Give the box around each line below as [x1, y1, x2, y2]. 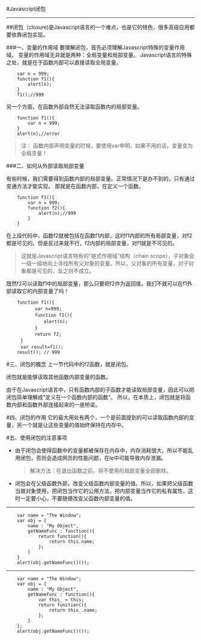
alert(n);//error [17, 131, 60, 137]
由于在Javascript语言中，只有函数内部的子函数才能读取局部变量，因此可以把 [6, 386, 194, 393]
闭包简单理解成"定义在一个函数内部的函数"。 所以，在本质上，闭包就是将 [6, 393, 185, 401]
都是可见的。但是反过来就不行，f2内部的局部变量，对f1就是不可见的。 [6, 239, 178, 247]
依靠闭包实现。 [11, 31, 48, 38]
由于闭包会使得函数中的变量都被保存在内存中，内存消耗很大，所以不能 [14, 447, 188, 454]
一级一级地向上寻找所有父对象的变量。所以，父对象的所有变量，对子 [20, 260, 189, 267]
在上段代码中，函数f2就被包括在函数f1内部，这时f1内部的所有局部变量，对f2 [6, 232, 193, 239]
